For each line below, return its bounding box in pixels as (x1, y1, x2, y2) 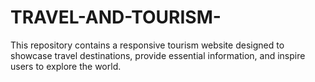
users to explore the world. (10, 60, 122, 72)
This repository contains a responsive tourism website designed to (10, 39, 285, 51)
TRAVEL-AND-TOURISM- (10, 6, 222, 29)
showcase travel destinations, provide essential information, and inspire (10, 49, 306, 61)
